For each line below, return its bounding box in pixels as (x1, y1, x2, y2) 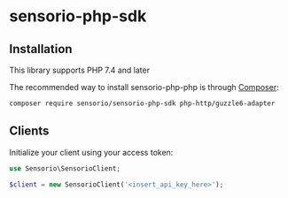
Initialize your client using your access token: (9, 147, 174, 157)
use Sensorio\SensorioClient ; (9, 164, 121, 173)
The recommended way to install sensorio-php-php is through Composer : (9, 82, 279, 92)
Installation (9, 42, 73, 57)
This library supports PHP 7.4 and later (9, 65, 151, 75)
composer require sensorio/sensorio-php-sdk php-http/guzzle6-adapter (9, 99, 276, 108)
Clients (9, 124, 50, 139)
